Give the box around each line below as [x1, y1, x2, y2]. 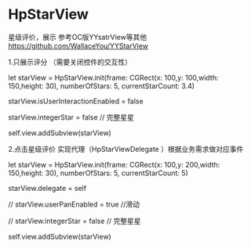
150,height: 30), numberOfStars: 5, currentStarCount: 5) [8, 168, 188, 178]
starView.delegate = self [8, 183, 87, 192]
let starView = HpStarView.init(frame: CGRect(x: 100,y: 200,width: [8, 160, 220, 169]
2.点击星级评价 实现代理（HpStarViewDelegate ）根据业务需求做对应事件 [8, 144, 244, 153]
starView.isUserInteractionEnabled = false [8, 96, 144, 106]
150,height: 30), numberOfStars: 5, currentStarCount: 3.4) [8, 81, 195, 91]
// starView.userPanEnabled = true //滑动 [8, 199, 140, 209]
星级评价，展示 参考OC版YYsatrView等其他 [8, 32, 147, 41]
